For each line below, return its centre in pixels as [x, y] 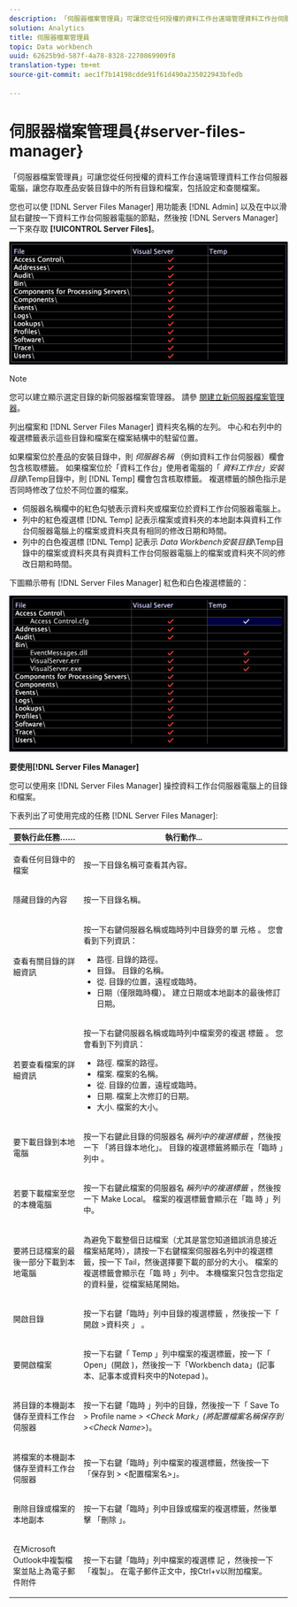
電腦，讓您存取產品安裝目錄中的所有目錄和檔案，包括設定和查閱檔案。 [137, 188]
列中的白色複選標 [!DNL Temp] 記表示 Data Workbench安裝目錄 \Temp [149, 542]
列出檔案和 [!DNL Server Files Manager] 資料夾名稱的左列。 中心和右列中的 [146, 427]
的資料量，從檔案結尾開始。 [134, 1284]
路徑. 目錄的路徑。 [130, 959]
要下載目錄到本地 [44, 1142]
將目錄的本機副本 [44, 1405]
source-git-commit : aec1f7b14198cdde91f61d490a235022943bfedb [126, 75]
